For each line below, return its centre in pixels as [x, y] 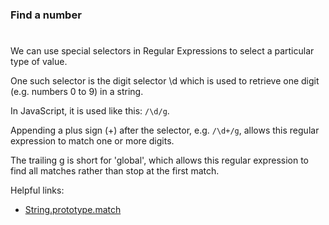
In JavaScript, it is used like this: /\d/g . [90, 111]
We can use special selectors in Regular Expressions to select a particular [162, 51]
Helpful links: [37, 190]
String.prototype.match [73, 210]
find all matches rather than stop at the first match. [115, 171]
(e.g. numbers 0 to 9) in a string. [77, 92]
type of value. [39, 62]
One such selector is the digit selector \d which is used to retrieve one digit [165, 81]
